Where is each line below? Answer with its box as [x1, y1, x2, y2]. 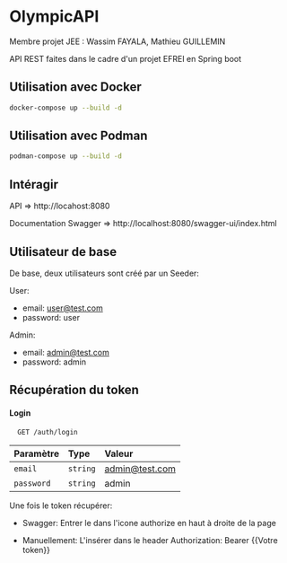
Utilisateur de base [9, 244, 117, 260]
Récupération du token [9, 383, 139, 398]
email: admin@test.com [22, 347, 109, 357]
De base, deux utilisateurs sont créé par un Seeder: [9, 268, 200, 278]
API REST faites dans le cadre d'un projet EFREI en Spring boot [9, 53, 242, 64]
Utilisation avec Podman [9, 128, 148, 144]
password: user [22, 312, 81, 322]
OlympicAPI [9, 6, 100, 27]
